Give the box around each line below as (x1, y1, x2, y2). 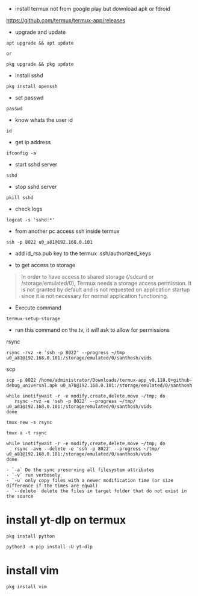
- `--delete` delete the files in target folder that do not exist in (6, 488, 187, 494)
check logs (14, 205, 43, 212)
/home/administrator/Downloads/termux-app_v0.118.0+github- (38, 377, 193, 383)
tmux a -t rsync (6, 430, 47, 436)
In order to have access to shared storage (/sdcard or (20, 273, 154, 280)
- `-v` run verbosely (6, 472, 61, 478)
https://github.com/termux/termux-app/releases (6, 17, 126, 24)
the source (6, 493, 34, 499)
